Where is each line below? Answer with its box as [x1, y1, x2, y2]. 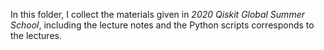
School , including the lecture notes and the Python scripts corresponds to [10, 19, 315, 31]
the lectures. [10, 30, 62, 41]
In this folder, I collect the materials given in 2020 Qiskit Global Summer [10, 9, 305, 20]
